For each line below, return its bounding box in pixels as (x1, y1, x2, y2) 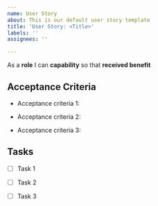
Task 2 (17, 178, 37, 187)
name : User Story (7, 10, 58, 17)
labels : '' (7, 29, 39, 37)
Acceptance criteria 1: (17, 99, 80, 107)
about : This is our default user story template (7, 17, 150, 24)
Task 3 (17, 191, 37, 200)
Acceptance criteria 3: (17, 126, 81, 134)
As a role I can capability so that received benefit (7, 61, 151, 69)
